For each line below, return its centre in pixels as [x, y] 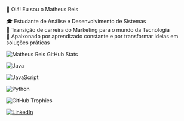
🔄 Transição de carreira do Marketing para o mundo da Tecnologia [88, 30]
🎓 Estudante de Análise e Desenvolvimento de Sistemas [76, 21]
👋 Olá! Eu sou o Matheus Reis [42, 9]
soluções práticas [28, 43]
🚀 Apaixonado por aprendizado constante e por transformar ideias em [92, 36]
